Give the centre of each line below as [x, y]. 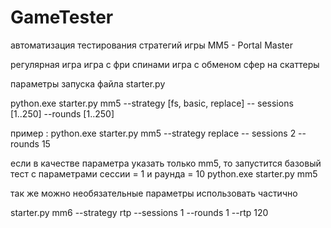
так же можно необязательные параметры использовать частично [154, 193]
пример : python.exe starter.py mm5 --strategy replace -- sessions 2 [153, 133]
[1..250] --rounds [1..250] [62, 113]
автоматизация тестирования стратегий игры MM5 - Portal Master [151, 45]
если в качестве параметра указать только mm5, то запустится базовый [166, 163]
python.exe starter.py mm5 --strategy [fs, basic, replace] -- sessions [152, 103]
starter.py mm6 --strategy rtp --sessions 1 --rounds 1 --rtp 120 [139, 212]
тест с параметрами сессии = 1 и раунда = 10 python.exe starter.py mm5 [164, 173]
